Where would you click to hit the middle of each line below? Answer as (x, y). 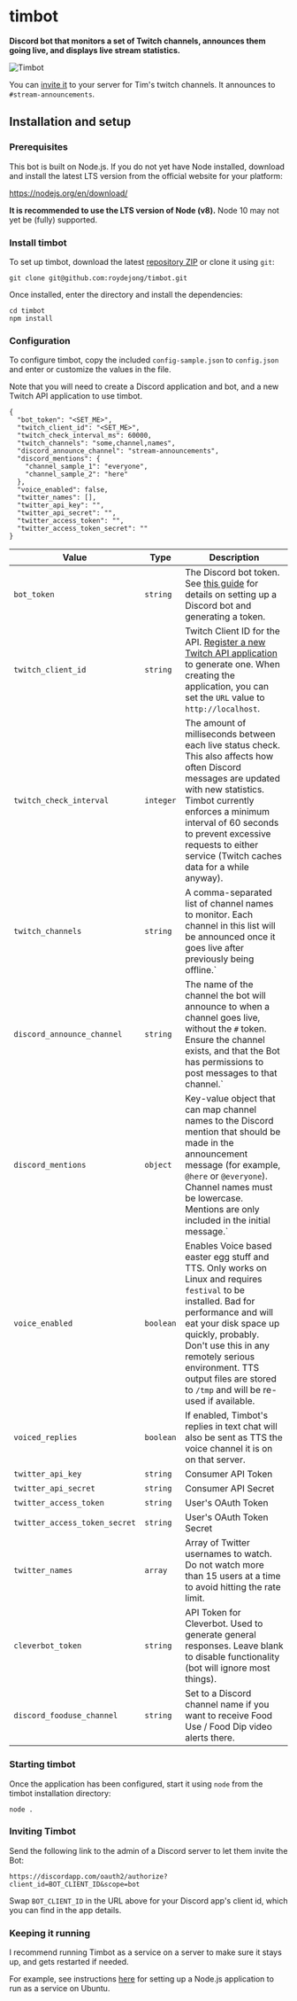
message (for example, (233, 1165)
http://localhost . (223, 709)
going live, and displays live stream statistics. (95, 50)
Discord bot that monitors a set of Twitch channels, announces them (137, 41)
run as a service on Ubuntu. (60, 1989)
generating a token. (225, 617)
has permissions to (224, 1063)
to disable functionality (232, 1657)
